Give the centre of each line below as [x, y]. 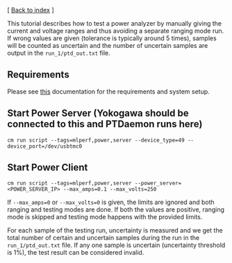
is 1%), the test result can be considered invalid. [76, 253]
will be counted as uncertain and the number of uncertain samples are [108, 45]
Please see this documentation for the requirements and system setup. [108, 91]
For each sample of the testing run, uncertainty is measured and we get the [115, 230]
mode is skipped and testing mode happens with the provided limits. [105, 217]
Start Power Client [48, 168]
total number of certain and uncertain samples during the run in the [103, 238]
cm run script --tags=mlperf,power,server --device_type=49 [96, 140]
